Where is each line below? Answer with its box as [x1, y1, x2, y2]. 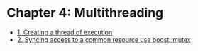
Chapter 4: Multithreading [6, 5, 164, 21]
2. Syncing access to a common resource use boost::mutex [16, 35, 191, 43]
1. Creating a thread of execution [16, 28, 113, 36]
